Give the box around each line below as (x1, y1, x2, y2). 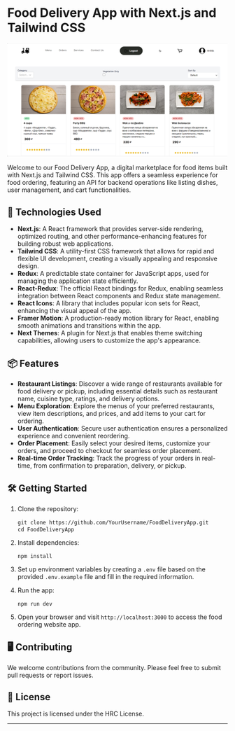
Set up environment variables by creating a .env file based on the (17, 565, 206, 573)
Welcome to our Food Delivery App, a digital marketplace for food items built (7, 163, 228, 172)
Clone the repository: (17, 504, 79, 513)
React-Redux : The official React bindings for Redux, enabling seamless (17, 284, 224, 293)
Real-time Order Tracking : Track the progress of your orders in (17, 454, 201, 462)
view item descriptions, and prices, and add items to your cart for (17, 409, 206, 417)
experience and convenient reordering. (17, 431, 130, 440)
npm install (17, 552, 52, 559)
